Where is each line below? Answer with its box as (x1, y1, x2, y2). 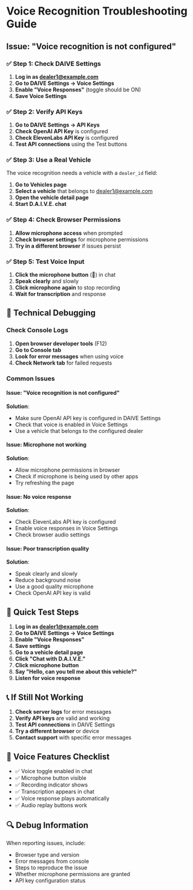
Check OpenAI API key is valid (15, 589, 91, 597)
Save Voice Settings (15, 92, 67, 99)
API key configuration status (15, 877, 86, 884)
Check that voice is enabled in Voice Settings (15, 421, 128, 428)
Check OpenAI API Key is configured (15, 128, 108, 135)
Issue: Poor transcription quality (6, 545, 90, 552)
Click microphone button (15, 662, 79, 669)
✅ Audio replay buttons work (15, 801, 88, 809)
